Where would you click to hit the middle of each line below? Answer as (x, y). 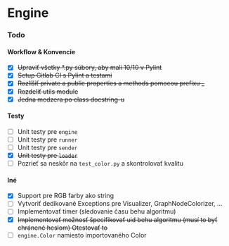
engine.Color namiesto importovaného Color (82, 235)
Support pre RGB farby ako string (66, 196)
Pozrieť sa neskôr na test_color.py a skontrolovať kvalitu (100, 164)
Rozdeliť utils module (48, 91)
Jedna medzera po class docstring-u (71, 99)
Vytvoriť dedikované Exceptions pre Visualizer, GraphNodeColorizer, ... (120, 204)
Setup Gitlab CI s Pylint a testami (65, 75)
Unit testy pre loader (47, 156)
